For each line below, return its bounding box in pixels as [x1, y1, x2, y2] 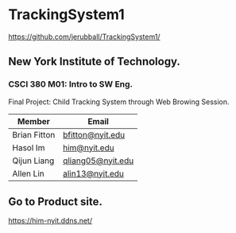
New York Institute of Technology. [8, 55, 181, 68]
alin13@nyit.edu [62, 168, 125, 179]
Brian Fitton [12, 129, 56, 140]
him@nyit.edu [62, 142, 114, 153]
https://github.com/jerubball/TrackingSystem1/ [8, 32, 161, 41]
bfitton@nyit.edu [62, 129, 126, 140]
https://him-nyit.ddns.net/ [8, 216, 93, 226]
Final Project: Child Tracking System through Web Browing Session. [8, 97, 230, 107]
